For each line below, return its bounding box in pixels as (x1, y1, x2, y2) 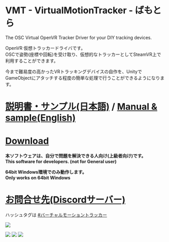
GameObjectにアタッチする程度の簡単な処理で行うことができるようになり (5, 75, 160, 81)
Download (5, 135, 49, 147)
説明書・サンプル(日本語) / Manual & (5, 101, 157, 112)
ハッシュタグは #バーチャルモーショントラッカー (5, 212, 108, 218)
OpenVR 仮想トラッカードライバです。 (5, 45, 85, 51)
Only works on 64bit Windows (5, 175, 71, 181)
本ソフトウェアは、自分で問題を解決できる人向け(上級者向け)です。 (5, 153, 146, 159)
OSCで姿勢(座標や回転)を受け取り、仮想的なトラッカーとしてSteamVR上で (5, 51, 161, 57)
